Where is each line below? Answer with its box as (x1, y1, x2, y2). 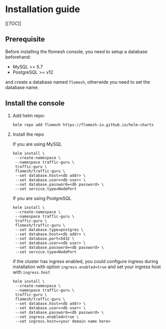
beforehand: (5, 54, 31, 60)
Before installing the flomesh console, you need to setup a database (5, 48, 148, 54)
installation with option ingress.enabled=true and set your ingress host (12, 264, 161, 270)
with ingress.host (12, 269, 51, 275)
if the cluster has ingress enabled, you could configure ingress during (12, 258, 158, 264)
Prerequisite (5, 35, 45, 44)
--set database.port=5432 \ (15, 236, 75, 241)
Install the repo (12, 131, 44, 137)
